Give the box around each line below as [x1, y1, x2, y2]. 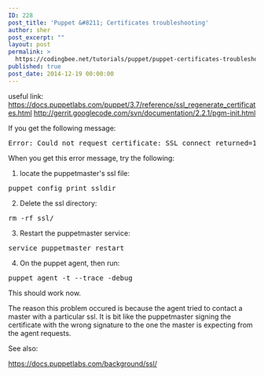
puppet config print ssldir [8, 184, 116, 192]
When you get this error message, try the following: [8, 153, 175, 162]
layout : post [8, 41, 51, 49]
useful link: [8, 91, 44, 100]
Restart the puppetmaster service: [19, 228, 131, 238]
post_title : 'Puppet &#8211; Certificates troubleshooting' [8, 19, 210, 27]
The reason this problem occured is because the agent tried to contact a [8, 303, 243, 312]
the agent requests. [8, 328, 71, 338]
